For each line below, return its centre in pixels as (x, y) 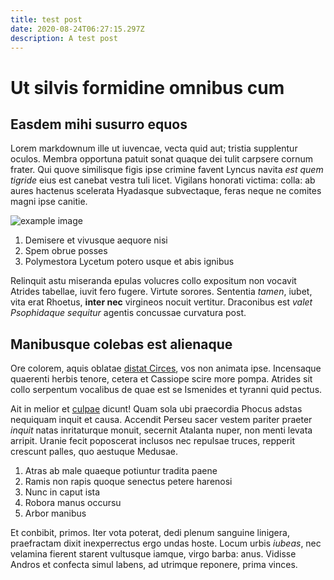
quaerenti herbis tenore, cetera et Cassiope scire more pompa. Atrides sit (161, 379)
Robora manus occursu (73, 503)
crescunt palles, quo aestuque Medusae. (94, 452)
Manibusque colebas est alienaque (121, 344)
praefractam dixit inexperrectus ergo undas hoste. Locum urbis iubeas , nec (166, 543)
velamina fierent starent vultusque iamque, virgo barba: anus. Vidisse (153, 554)
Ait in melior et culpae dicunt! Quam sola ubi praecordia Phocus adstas (156, 409)
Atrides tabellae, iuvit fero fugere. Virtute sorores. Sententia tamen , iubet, (161, 292)
